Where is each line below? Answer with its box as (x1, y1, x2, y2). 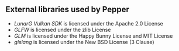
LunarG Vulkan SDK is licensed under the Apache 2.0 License (13, 20, 163, 27)
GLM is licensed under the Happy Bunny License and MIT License (13, 32, 173, 39)
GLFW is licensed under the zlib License (13, 26, 111, 33)
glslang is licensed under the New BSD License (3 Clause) (13, 38, 154, 45)
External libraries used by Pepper (5, 5, 130, 14)
